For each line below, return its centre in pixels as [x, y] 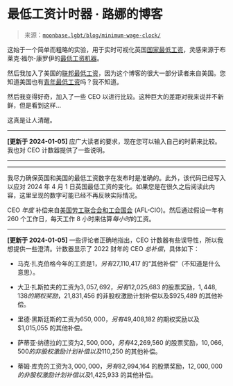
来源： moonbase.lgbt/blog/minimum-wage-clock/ [92, 35]
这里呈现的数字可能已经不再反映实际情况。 [80, 195]
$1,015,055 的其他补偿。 [52, 328]
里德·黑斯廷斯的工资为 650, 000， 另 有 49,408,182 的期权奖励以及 [108, 319]
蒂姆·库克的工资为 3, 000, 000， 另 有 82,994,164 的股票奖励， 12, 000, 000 [120, 366]
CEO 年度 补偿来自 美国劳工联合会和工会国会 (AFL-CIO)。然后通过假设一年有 [115, 210]
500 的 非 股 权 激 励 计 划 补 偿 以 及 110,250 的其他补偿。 [89, 351]
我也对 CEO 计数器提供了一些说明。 [58, 150]
